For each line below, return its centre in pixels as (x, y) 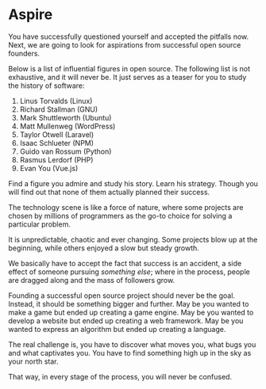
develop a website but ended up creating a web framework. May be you (126, 320)
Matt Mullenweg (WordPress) (67, 126)
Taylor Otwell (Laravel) (57, 134)
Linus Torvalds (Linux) (56, 101)
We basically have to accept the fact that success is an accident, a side (125, 263)
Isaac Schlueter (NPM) (56, 143)
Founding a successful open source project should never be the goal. (122, 296)
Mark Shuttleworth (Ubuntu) (66, 117)
